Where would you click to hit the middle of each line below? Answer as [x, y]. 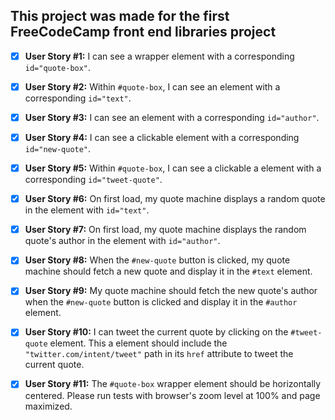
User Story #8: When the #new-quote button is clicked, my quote [157, 260]
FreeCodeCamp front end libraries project [143, 32]
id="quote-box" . [58, 67]
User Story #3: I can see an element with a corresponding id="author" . [172, 117]
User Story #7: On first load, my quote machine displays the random [165, 230]
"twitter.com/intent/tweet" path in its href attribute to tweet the [159, 354]
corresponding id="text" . [78, 98]
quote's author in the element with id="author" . [122, 241]
